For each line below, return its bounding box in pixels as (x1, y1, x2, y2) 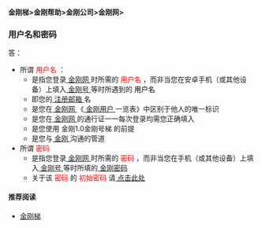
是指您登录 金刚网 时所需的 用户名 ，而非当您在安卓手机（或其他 (31, 75, 241, 84)
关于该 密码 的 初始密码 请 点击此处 (31, 173, 146, 182)
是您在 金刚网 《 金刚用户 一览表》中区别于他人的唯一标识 (31, 104, 219, 113)
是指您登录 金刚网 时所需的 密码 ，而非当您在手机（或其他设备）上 (31, 153, 247, 163)
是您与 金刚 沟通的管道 (31, 134, 105, 143)
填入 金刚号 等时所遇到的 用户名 (52, 84, 155, 94)
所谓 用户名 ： (19, 64, 65, 74)
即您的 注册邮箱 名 (31, 94, 92, 104)
